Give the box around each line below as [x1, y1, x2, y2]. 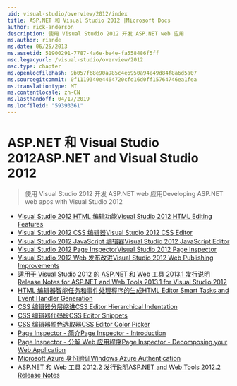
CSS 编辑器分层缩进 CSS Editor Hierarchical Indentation [17, 302, 178, 310]
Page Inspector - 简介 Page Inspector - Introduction [17, 329, 166, 337]
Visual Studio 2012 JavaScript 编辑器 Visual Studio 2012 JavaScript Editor [17, 237, 230, 246]
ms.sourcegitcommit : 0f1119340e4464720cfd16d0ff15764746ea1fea [7, 76, 197, 83]
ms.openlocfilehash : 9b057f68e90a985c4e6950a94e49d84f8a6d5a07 [7, 69, 197, 76]
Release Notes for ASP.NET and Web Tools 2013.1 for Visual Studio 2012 [17, 277, 227, 286]
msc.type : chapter [7, 63, 61, 70]
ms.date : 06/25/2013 [7, 43, 68, 50]
